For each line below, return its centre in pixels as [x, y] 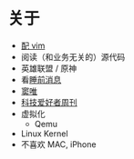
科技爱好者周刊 [49, 102]
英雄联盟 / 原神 [49, 68]
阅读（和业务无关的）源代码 [73, 56]
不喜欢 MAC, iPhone [58, 144]
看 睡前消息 [41, 79]
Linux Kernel [44, 134]
